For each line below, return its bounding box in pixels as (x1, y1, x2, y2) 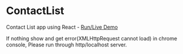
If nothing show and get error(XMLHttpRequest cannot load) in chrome (6, 35, 178, 42)
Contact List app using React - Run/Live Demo (6, 23, 118, 31)
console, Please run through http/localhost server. (6, 41, 127, 48)
